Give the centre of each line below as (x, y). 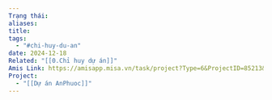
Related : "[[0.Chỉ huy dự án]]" (63, 61)
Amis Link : (27, 69)
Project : (23, 76)
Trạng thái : (28, 16)
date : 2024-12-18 (38, 53)
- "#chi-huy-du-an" (49, 46)
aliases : (23, 23)
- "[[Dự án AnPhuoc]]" (54, 83)
